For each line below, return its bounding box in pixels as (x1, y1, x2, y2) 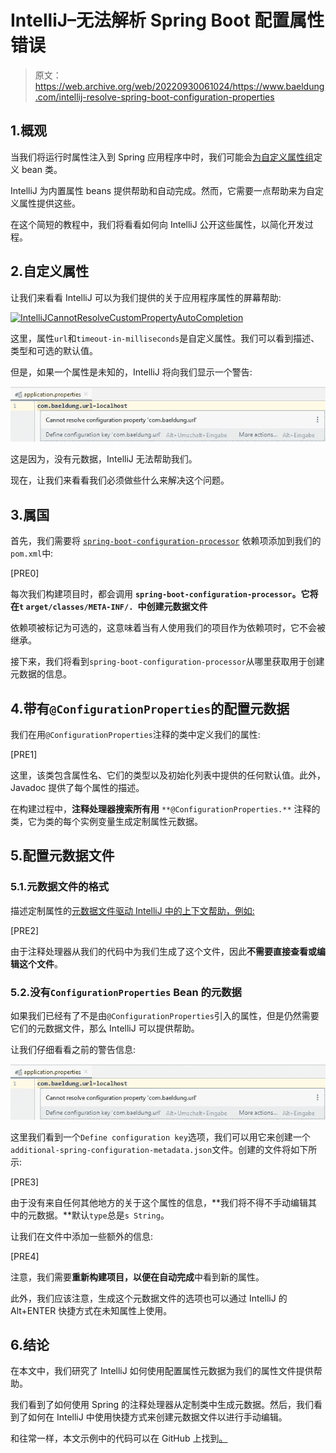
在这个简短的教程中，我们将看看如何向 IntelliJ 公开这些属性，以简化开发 (10, 218, 305, 230)
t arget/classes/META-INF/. (19, 602, 134, 613)
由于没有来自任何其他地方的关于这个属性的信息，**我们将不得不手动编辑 (10, 1196, 309, 1208)
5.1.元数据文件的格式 (10, 880, 110, 894)
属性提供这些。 (18, 197, 81, 209)
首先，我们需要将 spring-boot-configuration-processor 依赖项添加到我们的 (10, 535, 322, 547)
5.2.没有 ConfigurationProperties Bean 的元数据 (10, 985, 242, 999)
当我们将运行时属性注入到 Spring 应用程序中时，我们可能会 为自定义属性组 (10, 151, 315, 163)
